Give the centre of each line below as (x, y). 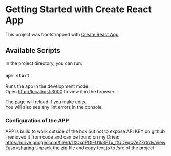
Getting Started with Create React (79, 9)
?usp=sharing (20, 148)
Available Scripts (33, 51)
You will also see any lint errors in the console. (54, 107)
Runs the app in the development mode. (47, 86)
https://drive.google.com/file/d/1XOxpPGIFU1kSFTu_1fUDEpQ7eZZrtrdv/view (85, 143)
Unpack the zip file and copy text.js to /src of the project (95, 148)
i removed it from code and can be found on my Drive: (62, 137)
